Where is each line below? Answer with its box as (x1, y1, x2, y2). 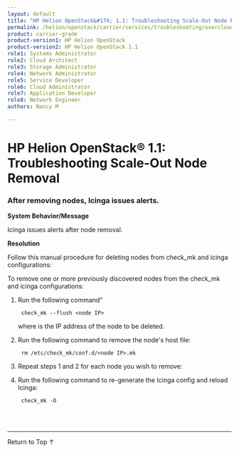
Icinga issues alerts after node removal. (7, 226, 123, 234)
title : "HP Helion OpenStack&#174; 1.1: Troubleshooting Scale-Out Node (7, 17, 228, 24)
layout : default (7, 10, 55, 18)
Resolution (7, 239, 41, 248)
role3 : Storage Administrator (7, 63, 97, 70)
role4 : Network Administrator (7, 70, 97, 77)
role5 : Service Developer (7, 76, 84, 84)
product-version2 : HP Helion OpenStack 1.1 (7, 43, 139, 51)
